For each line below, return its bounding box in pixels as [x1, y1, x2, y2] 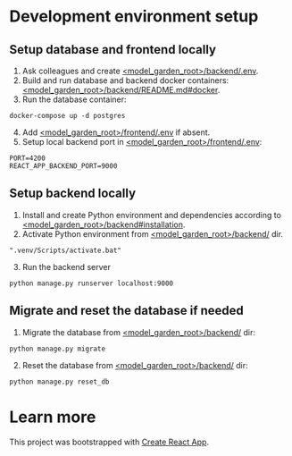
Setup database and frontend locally [9, 42, 217, 57]
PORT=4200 [9, 154, 46, 163]
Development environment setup [9, 6, 259, 27]
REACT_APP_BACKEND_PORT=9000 [9, 162, 118, 171]
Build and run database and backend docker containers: [21, 75, 229, 86]
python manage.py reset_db [9, 377, 110, 386]
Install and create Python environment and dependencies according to [21, 209, 281, 220]
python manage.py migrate [9, 344, 105, 353]
